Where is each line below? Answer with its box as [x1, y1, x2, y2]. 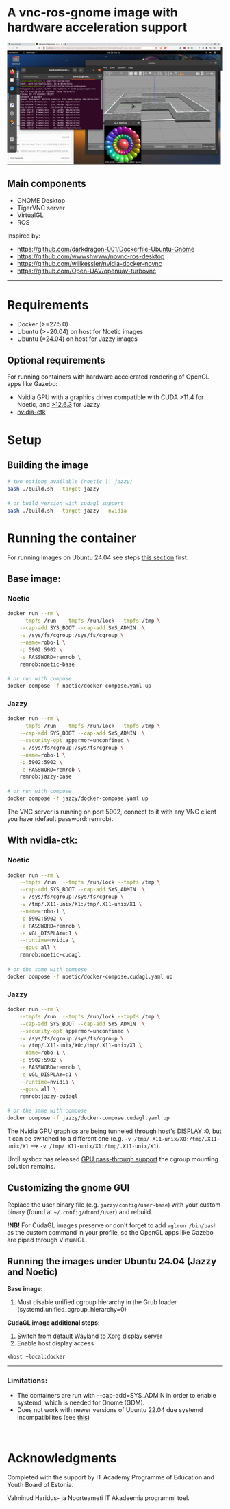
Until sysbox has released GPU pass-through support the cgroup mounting [7, 1155, 219, 1163]
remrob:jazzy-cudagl [19, 1093, 78, 1100]
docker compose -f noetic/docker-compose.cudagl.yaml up [7, 973, 173, 980]
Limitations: [7, 1376, 48, 1385]
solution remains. [7, 1163, 56, 1171]
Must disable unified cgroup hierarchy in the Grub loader [16, 1297, 177, 1306]
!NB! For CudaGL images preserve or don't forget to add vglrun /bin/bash [7, 1221, 217, 1229]
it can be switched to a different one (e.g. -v [7, 1134, 131, 1143]
